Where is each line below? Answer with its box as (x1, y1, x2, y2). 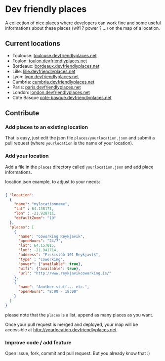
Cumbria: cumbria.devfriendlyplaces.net (12, 79, 95, 85)
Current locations (5, 40, 61, 48)
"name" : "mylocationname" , (14, 202, 70, 207)
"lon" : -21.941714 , (18, 248, 58, 253)
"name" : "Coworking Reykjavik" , (18, 234, 85, 239)
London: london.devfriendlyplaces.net (12, 89, 90, 95)
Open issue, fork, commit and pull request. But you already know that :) (5, 350, 150, 356)
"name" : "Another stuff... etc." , (18, 284, 90, 290)
